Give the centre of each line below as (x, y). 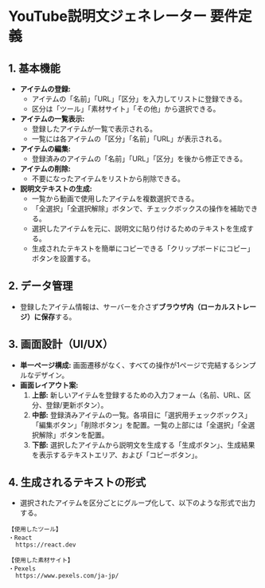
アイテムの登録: (45, 89)
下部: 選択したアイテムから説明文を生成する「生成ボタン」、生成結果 (143, 444)
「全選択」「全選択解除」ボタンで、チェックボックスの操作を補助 (138, 209)
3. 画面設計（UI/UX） (61, 344)
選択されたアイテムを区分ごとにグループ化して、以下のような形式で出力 (138, 503)
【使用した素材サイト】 (41, 560)
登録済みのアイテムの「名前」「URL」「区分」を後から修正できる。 (139, 159)
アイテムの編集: (45, 149)
